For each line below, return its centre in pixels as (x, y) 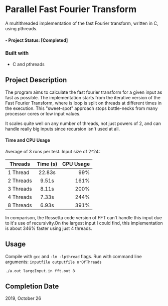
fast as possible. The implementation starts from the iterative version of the (83, 97)
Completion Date (32, 287)
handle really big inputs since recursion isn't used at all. (63, 129)
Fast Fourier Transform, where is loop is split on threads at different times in (83, 103)
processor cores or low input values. (43, 113)
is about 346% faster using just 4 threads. (49, 228)
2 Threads (20, 180)
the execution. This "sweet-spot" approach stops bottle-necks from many (81, 108)
